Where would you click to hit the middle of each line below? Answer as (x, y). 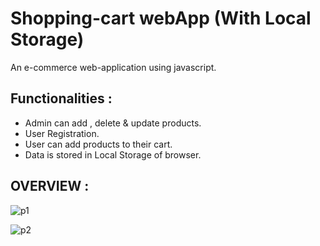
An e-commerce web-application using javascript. (113, 67)
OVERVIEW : (50, 186)
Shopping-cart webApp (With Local (161, 18)
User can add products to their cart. (98, 144)
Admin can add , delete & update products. (113, 123)
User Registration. (62, 133)
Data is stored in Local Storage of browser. (113, 154)
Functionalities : (61, 98)
